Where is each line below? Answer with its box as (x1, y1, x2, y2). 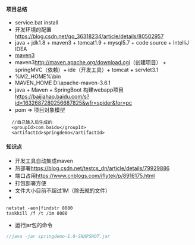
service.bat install (14, 19, 58, 26)
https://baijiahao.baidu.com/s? (14, 93, 90, 100)
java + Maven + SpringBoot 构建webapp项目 (14, 86, 124, 93)
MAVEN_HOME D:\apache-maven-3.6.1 (14, 79, 111, 86)
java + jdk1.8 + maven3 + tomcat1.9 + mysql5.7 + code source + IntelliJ (14, 39, 189, 46)
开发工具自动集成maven (14, 158, 73, 165)
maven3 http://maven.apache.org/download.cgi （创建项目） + (14, 59, 166, 66)
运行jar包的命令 (14, 222, 53, 229)
